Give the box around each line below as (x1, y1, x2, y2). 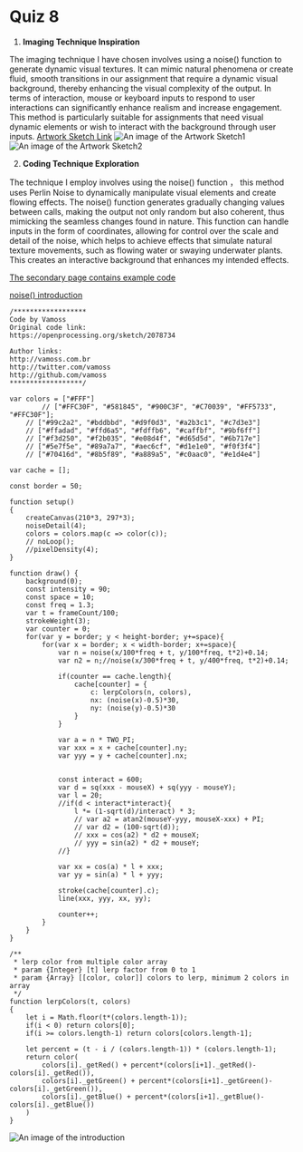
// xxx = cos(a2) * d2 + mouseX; (73, 830, 201, 839)
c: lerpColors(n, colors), (90, 687, 193, 697)
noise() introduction (9, 289, 83, 300)
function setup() (9, 497, 75, 507)
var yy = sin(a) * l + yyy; (57, 870, 165, 879)
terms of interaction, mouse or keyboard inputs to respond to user (9, 92, 256, 103)
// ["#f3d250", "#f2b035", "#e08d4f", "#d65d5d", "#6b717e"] (25, 433, 260, 443)
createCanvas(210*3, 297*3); (25, 513, 136, 522)
